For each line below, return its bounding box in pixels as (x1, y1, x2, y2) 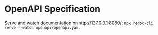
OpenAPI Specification (4, 3, 101, 15)
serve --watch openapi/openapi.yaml (4, 25, 80, 30)
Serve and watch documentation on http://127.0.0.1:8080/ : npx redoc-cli (4, 20, 154, 26)
